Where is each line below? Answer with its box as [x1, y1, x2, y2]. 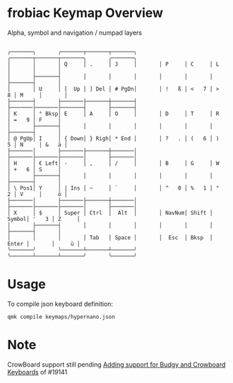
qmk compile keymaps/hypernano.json [7, 313, 115, 320]
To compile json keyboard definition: [7, 299, 114, 308]
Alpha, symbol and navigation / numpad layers [7, 28, 143, 37]
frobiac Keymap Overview [7, 5, 164, 21]
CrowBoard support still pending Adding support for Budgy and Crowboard [7, 360, 226, 369]
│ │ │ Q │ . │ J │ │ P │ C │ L [7, 60, 220, 68]
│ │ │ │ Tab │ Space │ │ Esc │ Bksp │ [7, 234, 213, 241]
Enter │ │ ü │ [7, 240, 80, 247]
